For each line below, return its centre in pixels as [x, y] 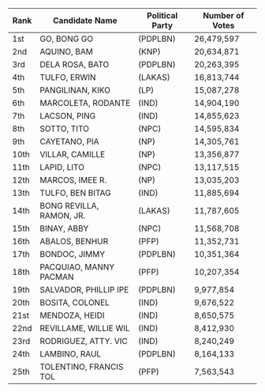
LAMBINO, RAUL [71, 354]
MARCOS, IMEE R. [73, 180]
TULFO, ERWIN [68, 77]
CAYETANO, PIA [70, 141]
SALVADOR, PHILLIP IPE [84, 290]
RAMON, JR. [63, 215]
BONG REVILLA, [69, 206]
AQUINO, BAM [66, 52]
